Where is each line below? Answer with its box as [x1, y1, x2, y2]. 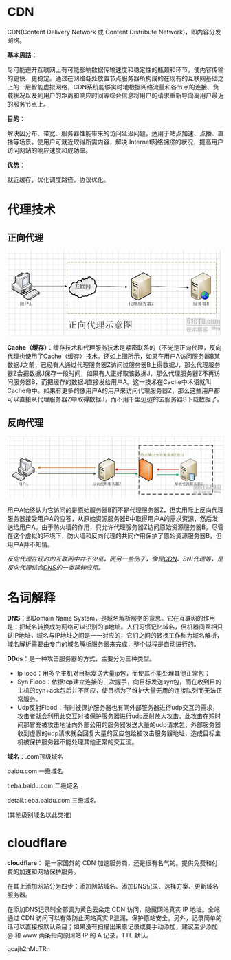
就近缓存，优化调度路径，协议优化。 [7, 175, 110, 183]
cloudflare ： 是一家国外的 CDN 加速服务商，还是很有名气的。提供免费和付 [7, 858, 219, 867]
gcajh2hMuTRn [7, 944, 50, 952]
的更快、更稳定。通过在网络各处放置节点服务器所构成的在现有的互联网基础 [7, 74, 218, 82]
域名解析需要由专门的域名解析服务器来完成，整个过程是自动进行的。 [7, 640, 200, 648]
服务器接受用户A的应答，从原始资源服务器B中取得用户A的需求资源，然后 [7, 514, 212, 522]
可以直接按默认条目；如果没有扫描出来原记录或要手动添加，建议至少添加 [12, 922, 218, 930]
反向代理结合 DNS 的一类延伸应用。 [7, 563, 104, 571]
